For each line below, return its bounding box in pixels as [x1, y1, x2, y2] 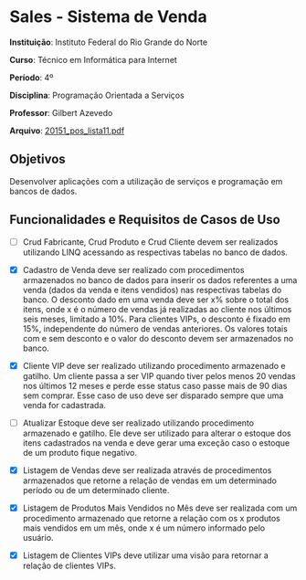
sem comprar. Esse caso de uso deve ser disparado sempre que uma [22, 390, 284, 401]
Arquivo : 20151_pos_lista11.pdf [9, 125, 125, 136]
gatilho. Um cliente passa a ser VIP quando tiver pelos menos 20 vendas [22, 370, 296, 381]
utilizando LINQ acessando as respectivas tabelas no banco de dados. [22, 247, 288, 258]
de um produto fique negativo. [22, 447, 137, 458]
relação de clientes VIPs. [22, 560, 117, 571]
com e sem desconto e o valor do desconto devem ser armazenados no [22, 332, 294, 343]
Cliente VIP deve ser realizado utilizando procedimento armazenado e [22, 360, 286, 371]
